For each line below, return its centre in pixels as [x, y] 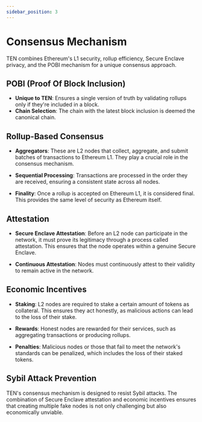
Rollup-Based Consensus [55, 136]
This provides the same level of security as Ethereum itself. [88, 200]
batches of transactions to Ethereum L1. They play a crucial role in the [102, 157]
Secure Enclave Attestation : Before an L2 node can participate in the [101, 233]
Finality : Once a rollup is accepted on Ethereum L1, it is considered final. [105, 194]
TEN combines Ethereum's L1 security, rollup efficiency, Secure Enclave [95, 58]
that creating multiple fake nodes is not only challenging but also [87, 406]
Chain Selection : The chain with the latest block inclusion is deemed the [105, 111]
